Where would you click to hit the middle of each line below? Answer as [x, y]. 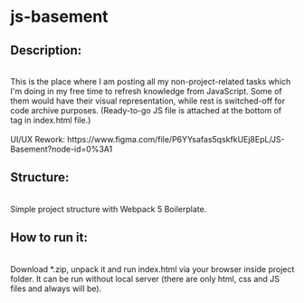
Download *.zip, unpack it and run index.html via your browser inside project [152, 269]
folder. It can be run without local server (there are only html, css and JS [145, 279]
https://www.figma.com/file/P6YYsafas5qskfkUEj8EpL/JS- [176, 139]
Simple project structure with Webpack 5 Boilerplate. [109, 209]
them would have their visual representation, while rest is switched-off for [148, 101]
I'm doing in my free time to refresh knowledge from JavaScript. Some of [147, 91]
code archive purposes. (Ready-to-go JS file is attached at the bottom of [146, 110]
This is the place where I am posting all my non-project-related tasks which [151, 82]
